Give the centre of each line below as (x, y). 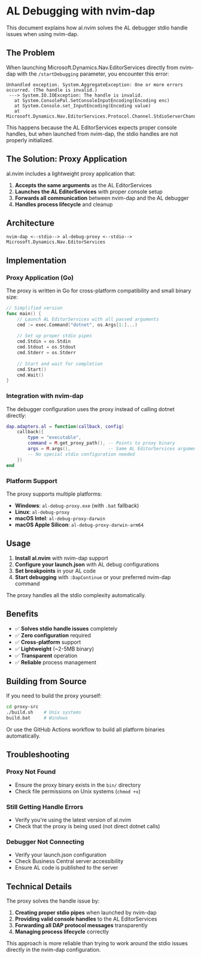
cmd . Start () (32, 369)
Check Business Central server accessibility (69, 861)
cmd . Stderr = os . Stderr (47, 353)
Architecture (31, 223)
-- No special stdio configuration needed (81, 454)
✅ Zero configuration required (53, 635)
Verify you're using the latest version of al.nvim (73, 820)
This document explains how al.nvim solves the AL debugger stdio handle (97, 28)
